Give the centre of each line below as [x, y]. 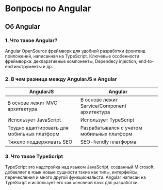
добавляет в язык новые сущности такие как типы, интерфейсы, [72, 172]
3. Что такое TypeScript [34, 156]
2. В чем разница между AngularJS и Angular [61, 79]
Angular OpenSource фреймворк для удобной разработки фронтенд [75, 51]
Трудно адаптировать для [38, 128]
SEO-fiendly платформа [108, 142]
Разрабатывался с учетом [111, 128]
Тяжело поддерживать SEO [40, 142]
